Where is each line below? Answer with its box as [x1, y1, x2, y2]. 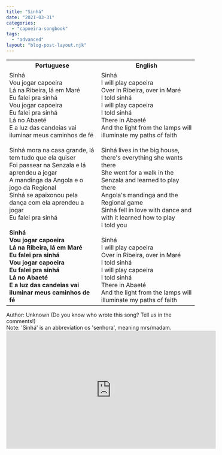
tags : [6, 31, 20, 37]
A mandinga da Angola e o [9, 176, 84, 184]
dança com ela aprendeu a [9, 198, 84, 207]
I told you [101, 221, 127, 229]
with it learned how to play [101, 213, 175, 222]
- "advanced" [11, 37, 44, 43]
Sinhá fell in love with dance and [101, 206, 192, 214]
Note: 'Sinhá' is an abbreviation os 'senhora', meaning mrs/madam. [6, 324, 172, 331]
